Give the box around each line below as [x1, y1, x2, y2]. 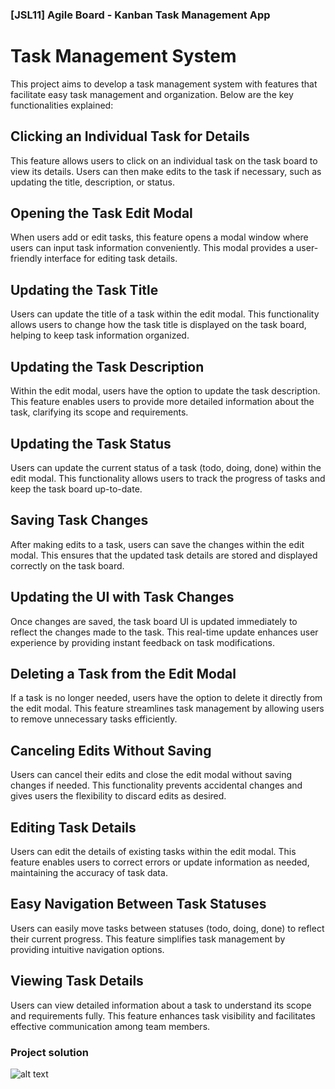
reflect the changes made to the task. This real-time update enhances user [10, 626, 319, 638]
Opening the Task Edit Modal [10, 205, 193, 222]
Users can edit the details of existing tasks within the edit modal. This [10, 845, 297, 857]
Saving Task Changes [10, 512, 149, 529]
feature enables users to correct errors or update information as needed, [10, 856, 310, 868]
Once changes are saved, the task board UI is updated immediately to [10, 615, 298, 627]
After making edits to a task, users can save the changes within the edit [10, 538, 305, 550]
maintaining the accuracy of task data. [10, 866, 168, 878]
